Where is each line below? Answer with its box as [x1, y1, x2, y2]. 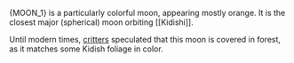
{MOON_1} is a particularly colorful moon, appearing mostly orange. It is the [9, 8, 286, 18]
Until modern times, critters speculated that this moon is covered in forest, [9, 35, 282, 44]
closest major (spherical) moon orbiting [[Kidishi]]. [9, 17, 194, 28]
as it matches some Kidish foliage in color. [9, 43, 163, 54]
